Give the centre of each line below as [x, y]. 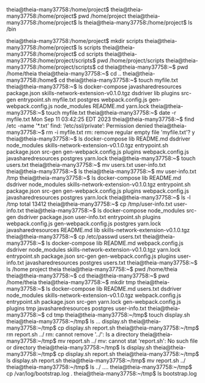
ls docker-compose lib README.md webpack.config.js [114, 243]
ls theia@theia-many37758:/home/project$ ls [135, 22]
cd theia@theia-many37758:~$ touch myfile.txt [118, 80]
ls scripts [90, 47]
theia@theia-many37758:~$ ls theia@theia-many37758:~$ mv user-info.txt [102, 171]
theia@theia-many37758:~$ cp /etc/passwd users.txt [74, 237]
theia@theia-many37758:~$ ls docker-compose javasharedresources [94, 87]
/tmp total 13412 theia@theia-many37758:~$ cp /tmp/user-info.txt [89, 204]
